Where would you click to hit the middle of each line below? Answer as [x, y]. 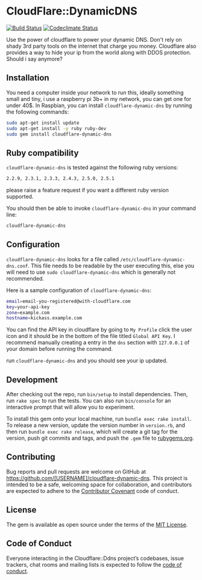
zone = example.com [28, 313]
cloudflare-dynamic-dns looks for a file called [63, 259]
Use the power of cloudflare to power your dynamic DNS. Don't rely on [94, 39]
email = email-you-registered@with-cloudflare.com [68, 301]
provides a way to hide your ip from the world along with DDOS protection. [99, 52]
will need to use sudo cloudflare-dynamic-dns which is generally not [91, 272]
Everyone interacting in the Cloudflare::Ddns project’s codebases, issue [95, 558]
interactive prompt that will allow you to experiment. [71, 407]
